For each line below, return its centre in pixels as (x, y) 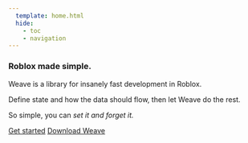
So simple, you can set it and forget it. (71, 115)
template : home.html (50, 16)
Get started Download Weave (57, 130)
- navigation (45, 38)
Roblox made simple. (50, 67)
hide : (25, 23)
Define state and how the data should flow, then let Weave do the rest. (124, 99)
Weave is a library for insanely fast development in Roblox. (105, 84)
